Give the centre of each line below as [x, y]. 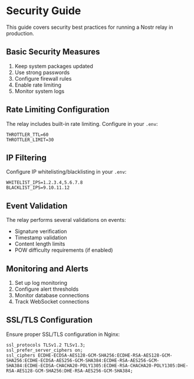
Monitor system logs [40, 91]
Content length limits [40, 244]
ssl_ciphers [21, 355]
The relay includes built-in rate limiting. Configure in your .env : [82, 124]
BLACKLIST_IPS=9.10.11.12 [38, 188]
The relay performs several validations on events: [66, 220]
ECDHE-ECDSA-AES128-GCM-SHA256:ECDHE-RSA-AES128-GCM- [105, 355]
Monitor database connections [52, 295]
